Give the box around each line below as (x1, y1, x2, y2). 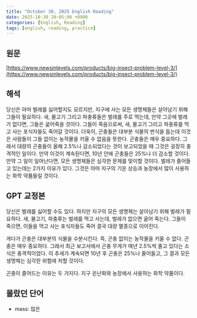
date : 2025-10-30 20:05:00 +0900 (6, 14, 88, 20)
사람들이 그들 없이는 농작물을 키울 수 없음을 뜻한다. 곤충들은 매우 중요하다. (12, 135, 182, 142)
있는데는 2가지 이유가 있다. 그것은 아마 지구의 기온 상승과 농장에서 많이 (12, 164, 174, 171)
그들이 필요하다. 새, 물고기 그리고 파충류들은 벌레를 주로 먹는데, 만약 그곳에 (6, 113, 177, 120)
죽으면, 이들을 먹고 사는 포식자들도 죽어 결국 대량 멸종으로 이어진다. (6, 222, 160, 230)
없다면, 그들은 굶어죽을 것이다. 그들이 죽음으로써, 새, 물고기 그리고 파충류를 (12, 120, 183, 127)
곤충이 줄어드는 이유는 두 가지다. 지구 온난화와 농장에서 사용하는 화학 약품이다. (6, 269, 185, 277)
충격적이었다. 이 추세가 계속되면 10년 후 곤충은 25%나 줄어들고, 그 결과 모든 (16, 250, 190, 257)
